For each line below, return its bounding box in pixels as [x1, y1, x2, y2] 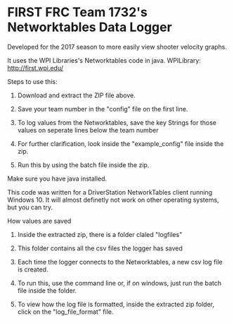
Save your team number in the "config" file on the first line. [17, 104, 188, 113]
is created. [17, 265, 48, 274]
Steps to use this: [7, 77, 58, 85]
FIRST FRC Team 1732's [7, 4, 148, 20]
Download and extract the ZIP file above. [17, 91, 136, 99]
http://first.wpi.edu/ [7, 63, 64, 72]
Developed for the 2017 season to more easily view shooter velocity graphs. [7, 42, 227, 51]
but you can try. [7, 202, 53, 212]
